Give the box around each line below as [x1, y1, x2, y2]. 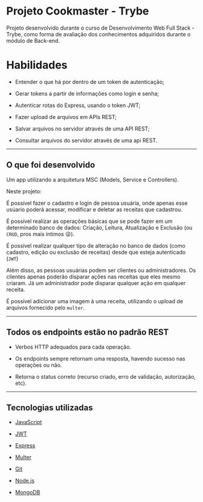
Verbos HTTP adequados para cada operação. [14, 343, 132, 350]
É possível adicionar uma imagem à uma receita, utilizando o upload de [6, 297, 183, 304]
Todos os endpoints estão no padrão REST [6, 327, 169, 338]
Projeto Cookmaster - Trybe [6, 4, 149, 18]
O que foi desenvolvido [6, 160, 95, 170]
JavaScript [14, 419, 42, 426]
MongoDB [14, 489, 40, 496]
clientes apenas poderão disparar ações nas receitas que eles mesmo [6, 273, 181, 280]
